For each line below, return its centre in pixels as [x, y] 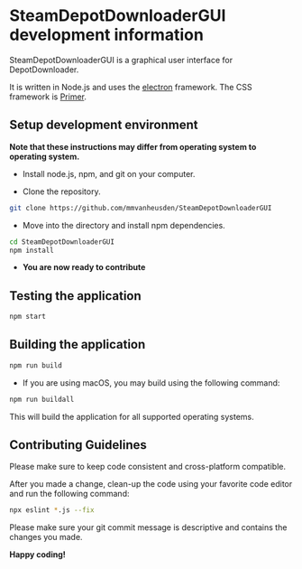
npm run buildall [42, 399]
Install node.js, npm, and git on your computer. [109, 173]
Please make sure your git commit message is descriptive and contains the [148, 527]
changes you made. [46, 537]
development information [107, 35]
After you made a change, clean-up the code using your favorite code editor [151, 484]
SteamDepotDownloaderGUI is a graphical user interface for [121, 60]
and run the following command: [69, 494]
